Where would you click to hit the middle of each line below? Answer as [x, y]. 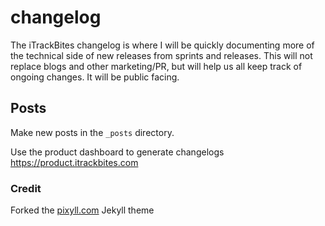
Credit [26, 188]
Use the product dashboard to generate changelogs [117, 152]
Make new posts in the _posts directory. [92, 132]
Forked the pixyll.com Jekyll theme [82, 210]
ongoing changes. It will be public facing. [95, 77]
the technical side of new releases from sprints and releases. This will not [161, 55]
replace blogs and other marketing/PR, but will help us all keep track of [156, 66]
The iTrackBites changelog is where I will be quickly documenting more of [162, 45]
